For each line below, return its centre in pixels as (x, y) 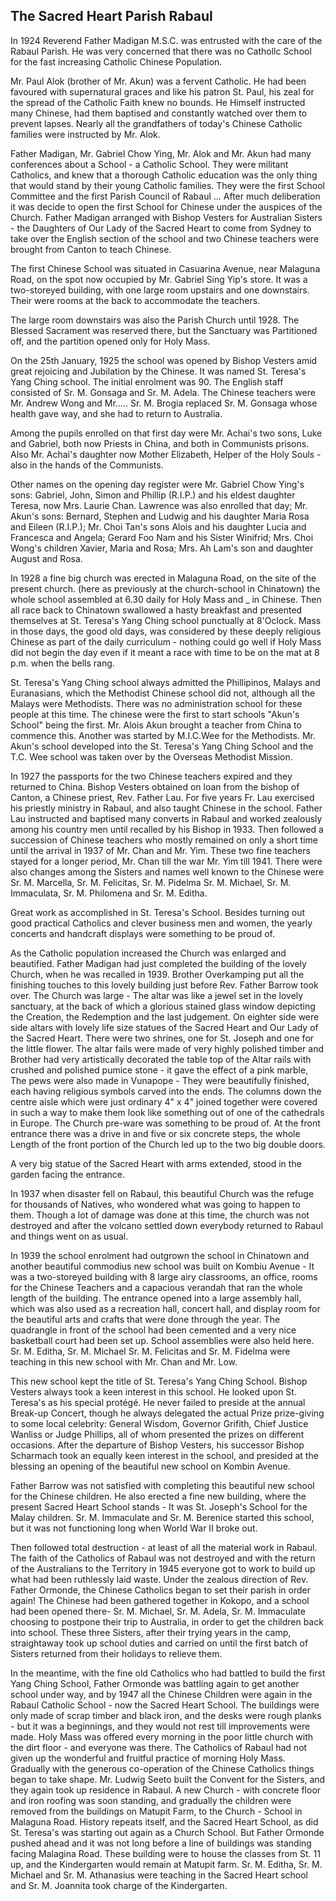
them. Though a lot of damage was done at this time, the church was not (160, 1215)
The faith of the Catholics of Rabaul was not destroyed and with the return (163, 1558)
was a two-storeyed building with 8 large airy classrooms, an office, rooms (164, 1276)
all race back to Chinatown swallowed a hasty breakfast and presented (156, 610)
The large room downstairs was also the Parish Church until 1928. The (155, 320)
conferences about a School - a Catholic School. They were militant (149, 164)
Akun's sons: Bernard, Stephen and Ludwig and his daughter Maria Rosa (160, 516)
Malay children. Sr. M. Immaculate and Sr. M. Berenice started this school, (162, 1517)
